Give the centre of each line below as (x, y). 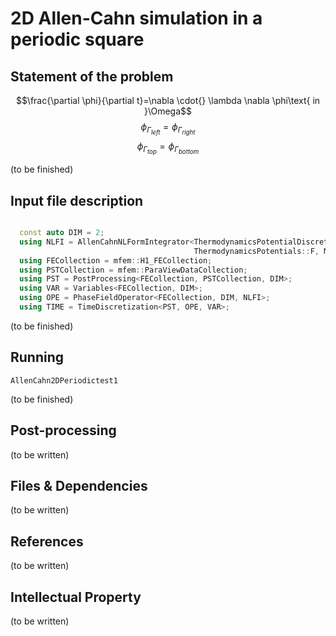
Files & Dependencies (79, 485)
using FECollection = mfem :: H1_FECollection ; (116, 260)
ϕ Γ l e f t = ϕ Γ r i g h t (168, 129)
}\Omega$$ (168, 111)
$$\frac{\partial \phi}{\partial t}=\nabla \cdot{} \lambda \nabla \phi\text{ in (168, 100)
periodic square (77, 39)
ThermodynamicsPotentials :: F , (256, 251)
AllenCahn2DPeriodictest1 (64, 380)
